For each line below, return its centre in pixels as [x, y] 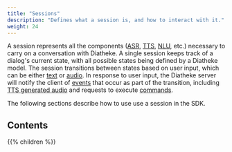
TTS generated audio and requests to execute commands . [90, 90]
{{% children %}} [32, 142]
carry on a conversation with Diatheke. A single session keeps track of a [110, 53]
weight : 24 [23, 26]
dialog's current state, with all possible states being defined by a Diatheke [113, 61]
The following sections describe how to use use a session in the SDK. [106, 104]
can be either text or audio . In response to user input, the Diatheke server [112, 75]
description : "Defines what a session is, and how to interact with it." [116, 20]
